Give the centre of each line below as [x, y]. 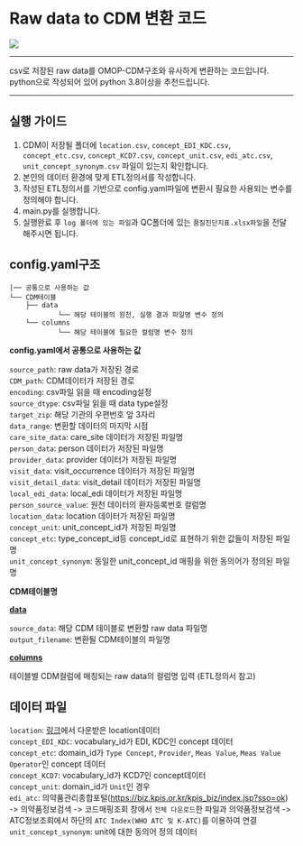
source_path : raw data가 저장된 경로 [74, 369]
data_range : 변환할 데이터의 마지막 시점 [79, 426]
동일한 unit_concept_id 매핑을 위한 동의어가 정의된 [184, 561]
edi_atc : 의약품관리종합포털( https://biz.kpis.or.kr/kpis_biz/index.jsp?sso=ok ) [149, 798]
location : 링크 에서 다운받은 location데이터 [85, 731]
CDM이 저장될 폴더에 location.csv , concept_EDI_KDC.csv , [127, 144]
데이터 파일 [38, 707]
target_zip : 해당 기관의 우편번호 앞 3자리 [83, 414]
